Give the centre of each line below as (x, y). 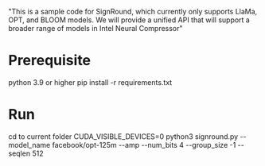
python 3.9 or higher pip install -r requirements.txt (90, 82)
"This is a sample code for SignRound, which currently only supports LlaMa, (133, 12)
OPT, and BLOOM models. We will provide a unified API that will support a (129, 20)
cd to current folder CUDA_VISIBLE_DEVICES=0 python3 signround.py (123, 136)
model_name (29, 145)
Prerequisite (50, 61)
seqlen (19, 153)
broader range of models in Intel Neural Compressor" (95, 28)
